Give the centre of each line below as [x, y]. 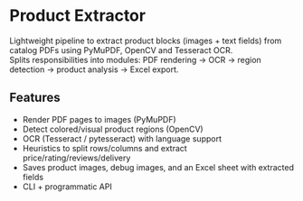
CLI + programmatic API [67, 187]
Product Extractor [78, 16]
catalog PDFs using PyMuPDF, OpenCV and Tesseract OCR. [121, 50]
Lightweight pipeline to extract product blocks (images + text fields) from [146, 41]
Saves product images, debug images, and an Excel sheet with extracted [158, 167]
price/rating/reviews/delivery [76, 158]
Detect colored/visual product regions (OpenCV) [113, 129]
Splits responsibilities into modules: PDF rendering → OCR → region [136, 59]
